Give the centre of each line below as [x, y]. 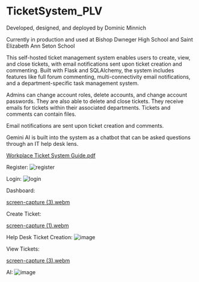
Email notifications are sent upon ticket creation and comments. [85, 125]
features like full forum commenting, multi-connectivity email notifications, [98, 77]
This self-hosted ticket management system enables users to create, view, [98, 57]
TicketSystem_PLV [54, 11]
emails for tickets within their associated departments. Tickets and [88, 107]
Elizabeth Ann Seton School [41, 46]
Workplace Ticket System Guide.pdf [51, 155]
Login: [14, 178]
